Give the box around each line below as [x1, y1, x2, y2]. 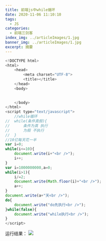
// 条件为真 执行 [5, 123, 48, 128]
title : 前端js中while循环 [5, 7, 55, 12]
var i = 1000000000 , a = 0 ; [5, 165, 52, 170]
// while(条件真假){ [5, 118, 47, 123]
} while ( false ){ [5, 207, 37, 212]
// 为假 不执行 [5, 128, 44, 133]
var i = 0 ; [5, 142, 23, 147]
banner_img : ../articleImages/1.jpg [5, 40, 81, 45]
